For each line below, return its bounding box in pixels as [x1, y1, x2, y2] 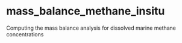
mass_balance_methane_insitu [6, 4, 165, 18]
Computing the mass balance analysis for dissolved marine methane [6, 24, 177, 31]
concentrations [6, 30, 44, 38]
